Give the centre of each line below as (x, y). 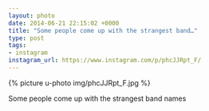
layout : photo (32, 16)
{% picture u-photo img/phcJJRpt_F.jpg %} (79, 83)
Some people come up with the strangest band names (97, 98)
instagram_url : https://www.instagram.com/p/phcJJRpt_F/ (105, 61)
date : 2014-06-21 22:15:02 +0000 (64, 23)
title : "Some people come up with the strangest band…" (103, 30)
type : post (26, 38)
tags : (17, 46)
